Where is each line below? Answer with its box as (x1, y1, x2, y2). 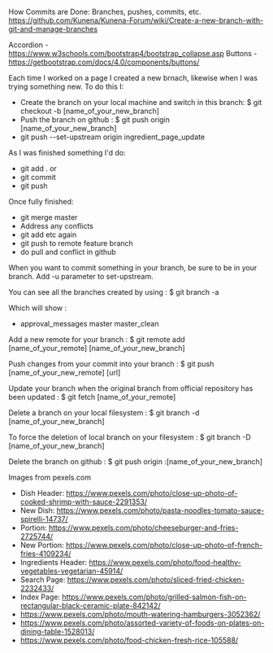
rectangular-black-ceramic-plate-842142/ (19, 601, 161, 610)
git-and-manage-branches (8, 24, 98, 33)
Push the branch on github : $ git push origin (19, 115, 171, 125)
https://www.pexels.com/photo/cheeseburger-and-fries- (48, 523, 239, 532)
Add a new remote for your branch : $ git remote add (8, 335, 185, 344)
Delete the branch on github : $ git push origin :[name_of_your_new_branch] (8, 457, 262, 467)
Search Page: (19, 575, 66, 585)
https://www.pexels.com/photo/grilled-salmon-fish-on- (62, 592, 247, 602)
